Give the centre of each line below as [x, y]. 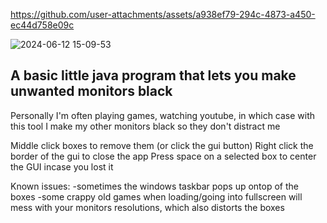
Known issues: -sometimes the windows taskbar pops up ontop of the [154, 186]
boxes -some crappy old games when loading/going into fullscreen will [156, 196]
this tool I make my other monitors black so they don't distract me [145, 126]
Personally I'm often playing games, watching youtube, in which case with [163, 115]
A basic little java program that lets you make [153, 75]
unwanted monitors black [91, 91]
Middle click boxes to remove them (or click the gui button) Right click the [162, 145]
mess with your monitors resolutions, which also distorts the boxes [147, 207]
